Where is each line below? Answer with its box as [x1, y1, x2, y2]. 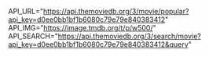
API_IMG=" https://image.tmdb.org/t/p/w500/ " [8, 23, 157, 32]
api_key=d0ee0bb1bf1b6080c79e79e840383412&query [8, 40, 189, 49]
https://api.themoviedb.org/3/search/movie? [57, 31, 202, 41]
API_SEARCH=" [8, 31, 59, 41]
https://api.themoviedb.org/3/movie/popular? [42, 7, 189, 16]
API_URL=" [8, 7, 44, 16]
